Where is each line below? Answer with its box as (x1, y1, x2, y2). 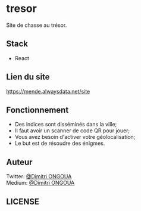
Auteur (6, 157, 33, 167)
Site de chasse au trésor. (6, 21, 67, 29)
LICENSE (6, 196, 40, 207)
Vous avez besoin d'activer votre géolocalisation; (14, 134, 136, 141)
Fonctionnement (6, 105, 69, 115)
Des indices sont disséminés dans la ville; (14, 121, 117, 128)
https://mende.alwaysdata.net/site (6, 88, 90, 95)
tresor (6, 2, 37, 15)
